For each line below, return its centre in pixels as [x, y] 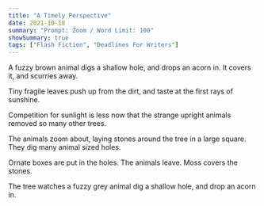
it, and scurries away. [43, 76]
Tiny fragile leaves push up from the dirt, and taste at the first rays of [121, 91]
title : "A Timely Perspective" [60, 15]
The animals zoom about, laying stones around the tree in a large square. [127, 139]
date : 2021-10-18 [37, 23]
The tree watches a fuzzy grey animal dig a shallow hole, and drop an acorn [132, 186]
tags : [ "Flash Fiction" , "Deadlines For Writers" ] [94, 45]
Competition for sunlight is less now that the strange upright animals [120, 115]
